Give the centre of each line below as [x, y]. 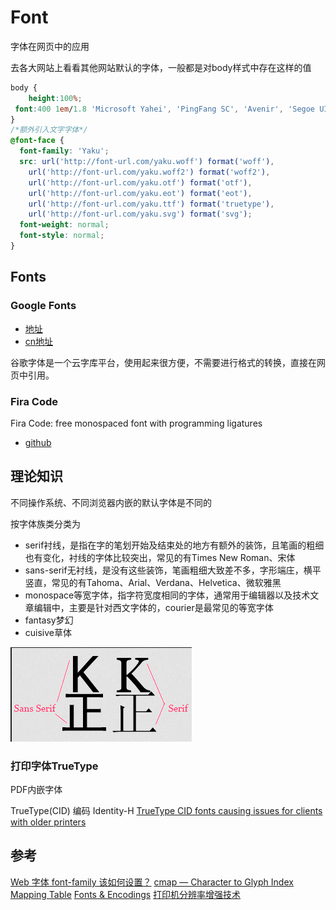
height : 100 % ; [55, 98]
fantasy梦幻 [49, 620]
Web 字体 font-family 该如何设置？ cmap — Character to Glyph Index [152, 882]
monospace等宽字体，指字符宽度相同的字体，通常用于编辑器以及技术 [167, 595]
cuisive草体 [48, 632]
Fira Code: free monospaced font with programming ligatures [136, 423]
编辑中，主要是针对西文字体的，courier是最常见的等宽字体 [153, 607]
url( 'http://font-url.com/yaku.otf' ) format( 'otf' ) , [140, 182]
